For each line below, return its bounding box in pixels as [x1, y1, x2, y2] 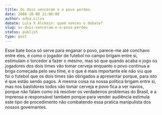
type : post [5, 34, 27, 39]
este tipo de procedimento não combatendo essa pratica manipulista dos [5, 99, 151, 105]
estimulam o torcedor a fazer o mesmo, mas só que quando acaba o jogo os [5, 58, 158, 64]
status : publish [5, 30, 38, 34]
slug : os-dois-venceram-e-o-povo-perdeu [5, 25, 88, 30]
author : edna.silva [5, 16, 45, 21]
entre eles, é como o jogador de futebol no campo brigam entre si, [5, 52, 138, 58]
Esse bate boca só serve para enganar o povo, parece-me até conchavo [5, 47, 150, 53]
